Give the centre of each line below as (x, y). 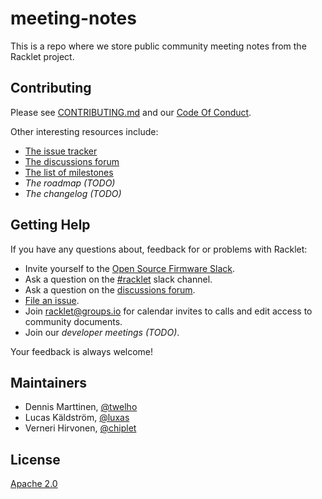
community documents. (73, 321)
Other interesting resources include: (84, 131)
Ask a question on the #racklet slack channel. (118, 279)
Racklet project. (42, 56)
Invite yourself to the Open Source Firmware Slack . (130, 268)
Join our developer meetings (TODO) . (102, 332)
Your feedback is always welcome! (82, 351)
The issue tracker (61, 151)
